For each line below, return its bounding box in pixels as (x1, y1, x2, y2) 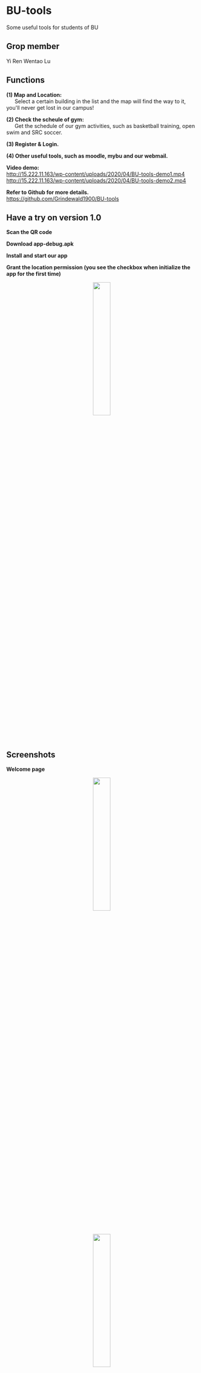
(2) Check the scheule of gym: (6, 116, 84, 123)
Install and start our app (6, 252, 68, 260)
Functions (6, 75, 45, 86)
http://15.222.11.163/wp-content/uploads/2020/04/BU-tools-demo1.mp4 (6, 170, 185, 178)
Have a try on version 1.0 (6, 212, 102, 223)
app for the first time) (6, 270, 62, 278)
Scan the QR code (6, 229, 53, 236)
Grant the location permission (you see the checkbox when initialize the (6, 264, 191, 271)
